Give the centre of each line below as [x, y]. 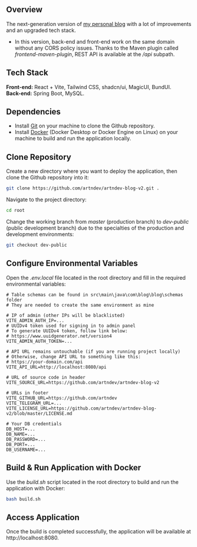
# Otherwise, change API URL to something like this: [74, 356]
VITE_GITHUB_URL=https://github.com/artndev [62, 398]
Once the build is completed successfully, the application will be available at [98, 532]
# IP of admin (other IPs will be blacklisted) [66, 315]
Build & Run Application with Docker [74, 468]
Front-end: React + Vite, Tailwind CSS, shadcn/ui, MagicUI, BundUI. [89, 87]
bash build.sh [24, 499]
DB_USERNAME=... [26, 450]
